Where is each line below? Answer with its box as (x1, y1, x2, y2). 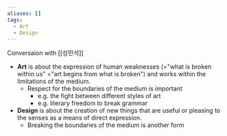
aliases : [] (7, 10, 41, 17)
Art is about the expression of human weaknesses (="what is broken (16, 63, 212, 71)
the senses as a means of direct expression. (16, 114, 142, 122)
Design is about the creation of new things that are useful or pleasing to (16, 106, 221, 115)
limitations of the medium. (16, 77, 91, 86)
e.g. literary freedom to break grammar (37, 99, 148, 107)
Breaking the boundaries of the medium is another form (27, 121, 184, 129)
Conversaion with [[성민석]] (7, 49, 84, 57)
